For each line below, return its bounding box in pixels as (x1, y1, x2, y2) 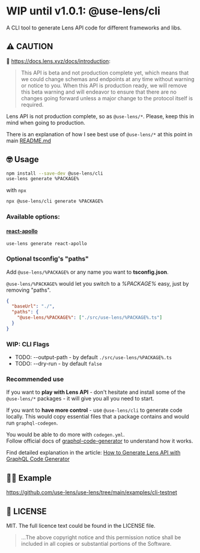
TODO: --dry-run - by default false (14, 360, 102, 367)
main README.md (6, 137, 51, 144)
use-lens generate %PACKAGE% (6, 176, 79, 182)
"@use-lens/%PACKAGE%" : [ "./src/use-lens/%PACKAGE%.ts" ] (17, 315, 163, 321)
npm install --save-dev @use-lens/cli (6, 170, 103, 177)
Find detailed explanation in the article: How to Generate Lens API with (6, 449, 181, 456)
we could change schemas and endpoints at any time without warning (20, 75, 195, 82)
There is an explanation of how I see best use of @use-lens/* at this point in (6, 130, 193, 137)
